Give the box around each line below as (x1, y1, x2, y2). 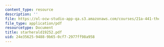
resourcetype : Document (5, 25, 54, 30)
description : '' (5, 12, 38, 17)
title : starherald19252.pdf (5, 30, 62, 35)
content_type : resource (5, 7, 54, 12)
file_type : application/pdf (5, 21, 62, 26)
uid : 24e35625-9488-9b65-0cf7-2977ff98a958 (5, 35, 95, 40)
